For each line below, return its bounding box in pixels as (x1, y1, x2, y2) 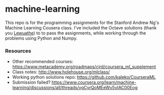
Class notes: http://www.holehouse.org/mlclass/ (12, 69, 110, 75)
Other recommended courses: (12, 59, 74, 65)
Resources (5, 47, 31, 54)
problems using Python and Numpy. (5, 35, 78, 41)
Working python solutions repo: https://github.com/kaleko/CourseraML (12, 74, 156, 80)
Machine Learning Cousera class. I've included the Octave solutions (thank (5, 24, 157, 30)
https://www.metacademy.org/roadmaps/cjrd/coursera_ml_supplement (12, 64, 156, 70)
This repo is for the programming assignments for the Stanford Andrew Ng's (5, 20, 160, 25)
